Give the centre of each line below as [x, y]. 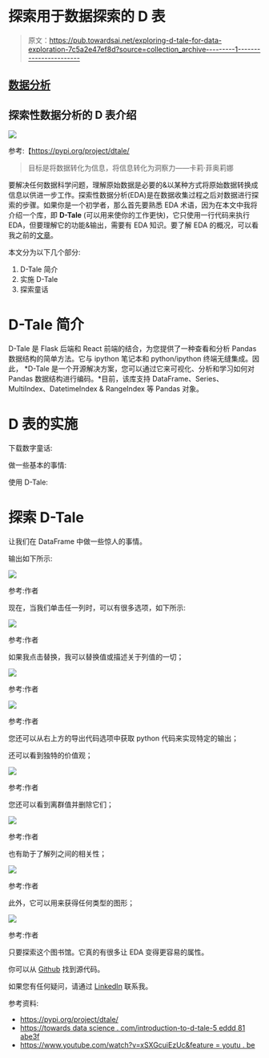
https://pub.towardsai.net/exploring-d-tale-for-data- [136, 40]
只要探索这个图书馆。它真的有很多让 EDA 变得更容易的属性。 [108, 952]
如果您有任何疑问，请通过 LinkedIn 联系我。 [80, 986]
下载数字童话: [31, 448]
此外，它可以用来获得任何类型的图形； [71, 903]
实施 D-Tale [39, 280]
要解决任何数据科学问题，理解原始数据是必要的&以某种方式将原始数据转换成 [133, 185]
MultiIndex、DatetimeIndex [53, 389]
